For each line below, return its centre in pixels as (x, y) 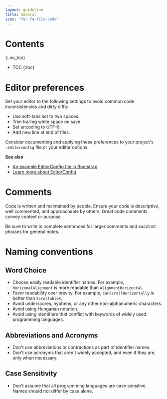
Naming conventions (49, 252)
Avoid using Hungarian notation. (45, 309)
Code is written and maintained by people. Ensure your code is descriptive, (82, 206)
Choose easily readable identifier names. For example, (68, 282)
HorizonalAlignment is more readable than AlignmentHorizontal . (78, 287)
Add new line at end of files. (41, 132)
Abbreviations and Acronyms (52, 335)
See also (14, 157)
